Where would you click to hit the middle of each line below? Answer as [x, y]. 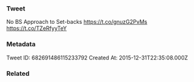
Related [18, 73]
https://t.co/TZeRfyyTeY [37, 28]
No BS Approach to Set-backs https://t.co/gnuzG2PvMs [77, 22]
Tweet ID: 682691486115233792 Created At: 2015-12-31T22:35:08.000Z [97, 58]
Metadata [21, 44]
